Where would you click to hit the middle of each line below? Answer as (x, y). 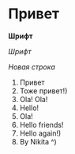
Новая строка (32, 67)
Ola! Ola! (34, 99)
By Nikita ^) (38, 141)
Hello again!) (40, 133)
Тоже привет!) (43, 91)
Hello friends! (41, 124)
